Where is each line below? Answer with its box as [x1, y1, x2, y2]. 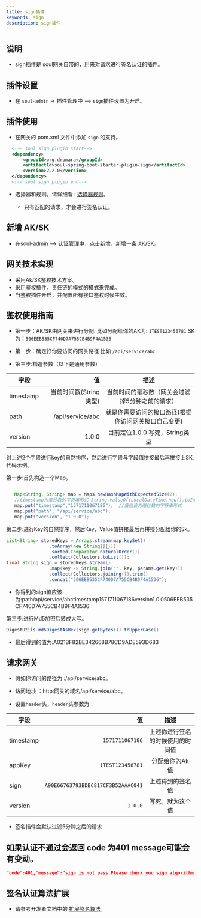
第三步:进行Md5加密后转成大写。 [6, 615, 87, 622]
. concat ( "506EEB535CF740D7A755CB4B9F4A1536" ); [48, 576, 167, 583]
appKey [9, 761, 31, 770]
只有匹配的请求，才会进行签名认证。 [23, 203, 114, 210]
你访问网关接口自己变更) [114, 417, 183, 425]
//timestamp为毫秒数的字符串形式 [14, 497, 89, 503]
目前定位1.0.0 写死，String [108, 428, 184, 437]
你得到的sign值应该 [14, 588, 63, 595]
